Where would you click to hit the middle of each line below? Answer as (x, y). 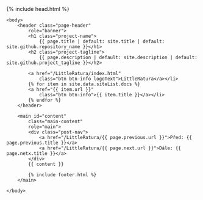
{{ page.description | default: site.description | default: (118, 57)
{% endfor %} (45, 100)
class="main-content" (56, 121)
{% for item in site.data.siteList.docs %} (84, 84)
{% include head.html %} (38, 9)
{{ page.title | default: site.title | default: (102, 41)
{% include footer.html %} (62, 175)
